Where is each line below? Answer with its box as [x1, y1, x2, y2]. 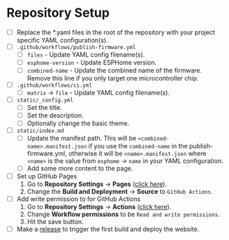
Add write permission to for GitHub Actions [16, 195, 141, 203]
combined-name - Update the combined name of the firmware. [27, 66, 202, 74]
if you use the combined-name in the [88, 141, 188, 150]
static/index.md [16, 127, 64, 134]
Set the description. [27, 111, 84, 120]
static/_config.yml [16, 97, 74, 104]
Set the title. [27, 103, 62, 111]
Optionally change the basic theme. [27, 119, 130, 127]
